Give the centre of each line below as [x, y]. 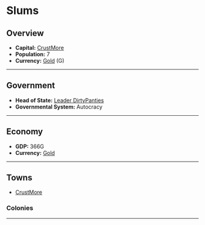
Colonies [20, 208]
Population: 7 [32, 54]
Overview [25, 33]
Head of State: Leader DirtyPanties [59, 100]
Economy [25, 132]
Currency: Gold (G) [40, 61]
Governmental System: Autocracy [59, 107]
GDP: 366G [30, 146]
